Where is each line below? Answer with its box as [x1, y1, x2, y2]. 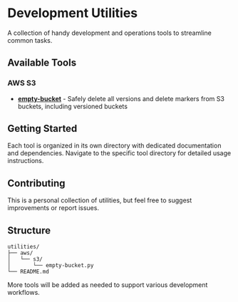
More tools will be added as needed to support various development [7, 281, 208, 289]
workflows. [7, 288, 41, 297]
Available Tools [7, 57, 77, 69]
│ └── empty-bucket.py [7, 262, 94, 269]
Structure [7, 224, 51, 236]
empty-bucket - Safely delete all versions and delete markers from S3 [17, 94, 224, 103]
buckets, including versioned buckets [17, 102, 128, 110]
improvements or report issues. [7, 204, 100, 212]
